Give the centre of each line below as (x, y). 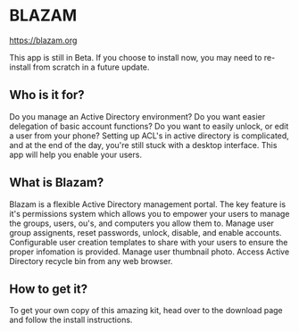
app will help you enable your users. (76, 154)
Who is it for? (47, 95)
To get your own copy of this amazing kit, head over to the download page (146, 311)
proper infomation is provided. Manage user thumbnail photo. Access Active (149, 252)
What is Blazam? (57, 183)
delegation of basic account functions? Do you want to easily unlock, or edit (149, 126)
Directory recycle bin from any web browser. (91, 261)
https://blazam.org (43, 40)
